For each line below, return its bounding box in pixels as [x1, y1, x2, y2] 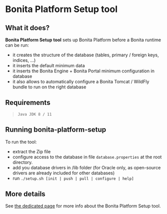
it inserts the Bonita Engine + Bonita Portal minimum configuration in [12, 68, 155, 74]
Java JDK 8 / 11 [17, 112, 52, 117]
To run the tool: [5, 139, 37, 145]
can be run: [5, 42, 29, 48]
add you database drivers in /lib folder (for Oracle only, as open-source [12, 164, 161, 170]
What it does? [5, 24, 50, 32]
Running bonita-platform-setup [5, 126, 106, 134]
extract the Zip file [12, 148, 51, 154]
